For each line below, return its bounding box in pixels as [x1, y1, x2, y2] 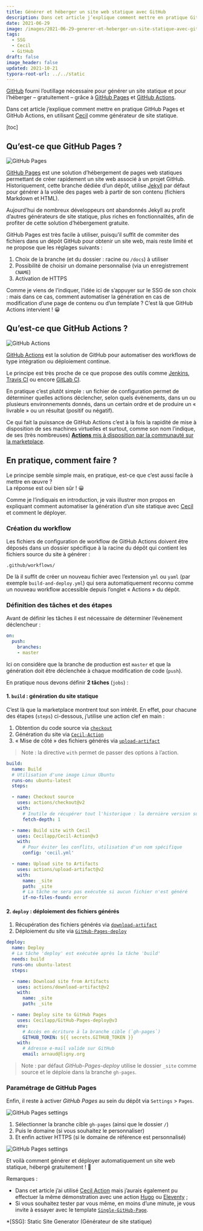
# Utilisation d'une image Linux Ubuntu [11, 772, 115, 778]
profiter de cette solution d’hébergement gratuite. [6, 219, 130, 227]
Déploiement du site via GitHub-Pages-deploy [14, 927, 127, 935]
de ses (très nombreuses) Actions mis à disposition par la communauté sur [6, 431, 194, 439]
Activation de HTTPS [14, 275, 68, 282]
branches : [17, 644, 42, 651]
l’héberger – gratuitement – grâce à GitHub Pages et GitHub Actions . [6, 94, 176, 101]
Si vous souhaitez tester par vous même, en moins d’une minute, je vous [14, 1200, 195, 1207]
